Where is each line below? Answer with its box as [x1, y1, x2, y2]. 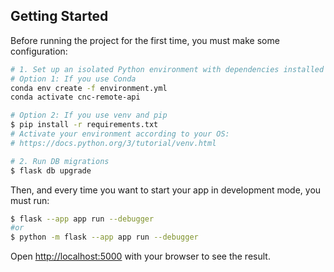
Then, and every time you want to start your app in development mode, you [10, 184, 322, 196]
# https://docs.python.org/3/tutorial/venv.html [10, 138, 217, 148]
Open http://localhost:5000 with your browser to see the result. [10, 250, 271, 263]
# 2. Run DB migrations [10, 156, 110, 166]
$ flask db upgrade [10, 165, 92, 176]
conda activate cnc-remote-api [10, 92, 141, 103]
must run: [10, 194, 50, 206]
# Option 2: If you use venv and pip [10, 110, 168, 121]
